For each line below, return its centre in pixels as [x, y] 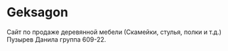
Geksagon [38, 12]
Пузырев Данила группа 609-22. [56, 39]
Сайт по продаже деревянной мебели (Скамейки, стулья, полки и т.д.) [114, 32]
